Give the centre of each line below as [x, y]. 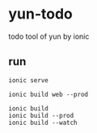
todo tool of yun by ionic [49, 36]
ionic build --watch [43, 123]
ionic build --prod [41, 115]
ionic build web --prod [48, 94]
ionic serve [28, 80]
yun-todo [40, 14]
